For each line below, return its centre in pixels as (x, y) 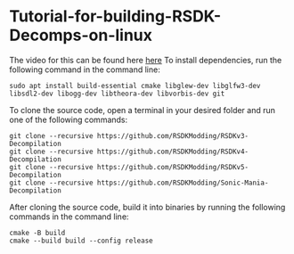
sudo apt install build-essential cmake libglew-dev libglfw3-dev (135, 86)
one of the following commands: (69, 119)
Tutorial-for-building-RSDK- (115, 16)
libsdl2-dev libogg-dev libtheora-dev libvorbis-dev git (117, 94)
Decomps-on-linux (81, 35)
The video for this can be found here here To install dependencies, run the (146, 60)
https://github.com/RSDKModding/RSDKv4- (173, 152)
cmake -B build (37, 233)
